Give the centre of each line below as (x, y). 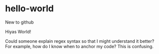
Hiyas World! (18, 31)
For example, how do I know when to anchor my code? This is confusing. (79, 46)
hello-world (30, 9)
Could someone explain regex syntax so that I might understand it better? (80, 41)
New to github (20, 22)
